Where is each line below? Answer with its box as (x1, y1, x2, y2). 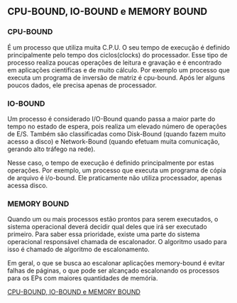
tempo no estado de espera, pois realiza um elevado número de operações (7, 122, 227, 131)
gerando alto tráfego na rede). (7, 145, 96, 153)
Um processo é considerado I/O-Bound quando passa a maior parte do (7, 114, 216, 123)
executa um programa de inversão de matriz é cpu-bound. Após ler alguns (7, 73, 226, 82)
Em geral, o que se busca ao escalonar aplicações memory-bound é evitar (7, 259, 226, 268)
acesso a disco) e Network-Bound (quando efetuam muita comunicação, (7, 137, 220, 145)
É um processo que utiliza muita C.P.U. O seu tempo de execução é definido (7, 43, 231, 52)
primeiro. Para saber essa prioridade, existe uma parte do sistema (7, 230, 200, 238)
